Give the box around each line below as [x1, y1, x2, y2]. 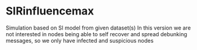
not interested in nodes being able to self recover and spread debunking [5, 30, 187, 37]
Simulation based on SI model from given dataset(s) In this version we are [5, 24, 192, 31]
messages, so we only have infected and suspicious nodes [5, 37, 154, 44]
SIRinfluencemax [5, 4, 95, 18]
